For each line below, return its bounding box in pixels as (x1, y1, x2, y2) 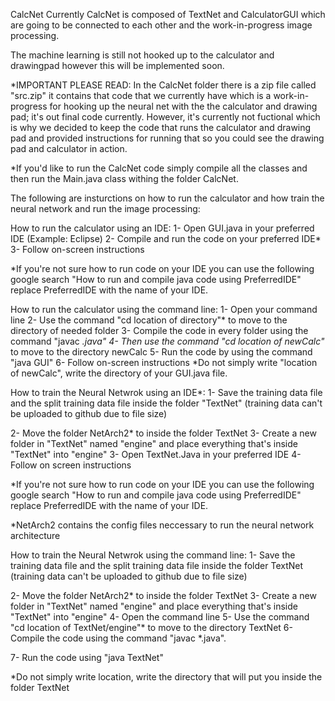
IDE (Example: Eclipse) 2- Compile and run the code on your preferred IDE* (10, 233, 322, 244)
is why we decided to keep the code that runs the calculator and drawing (10, 122, 312, 133)
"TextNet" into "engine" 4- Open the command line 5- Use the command (10, 611, 310, 623)
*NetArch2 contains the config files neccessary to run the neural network (10, 519, 315, 531)
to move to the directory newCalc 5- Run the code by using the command (10, 346, 313, 358)
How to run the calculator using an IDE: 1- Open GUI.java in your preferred (10, 222, 315, 234)
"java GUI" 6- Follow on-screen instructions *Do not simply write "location (10, 357, 318, 368)
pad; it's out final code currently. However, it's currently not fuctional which (10, 111, 321, 123)
